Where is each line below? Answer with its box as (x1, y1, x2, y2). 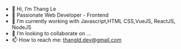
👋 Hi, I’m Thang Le (11, 6, 57, 12)
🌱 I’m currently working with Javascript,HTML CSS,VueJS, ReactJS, (11, 18, 176, 24)
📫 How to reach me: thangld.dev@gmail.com (11, 36, 122, 43)
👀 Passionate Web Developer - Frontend (11, 12, 109, 18)
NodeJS (11, 24, 32, 31)
